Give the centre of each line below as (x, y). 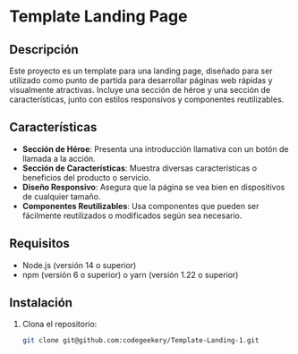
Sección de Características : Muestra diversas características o (140, 168)
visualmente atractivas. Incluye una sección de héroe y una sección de (140, 90)
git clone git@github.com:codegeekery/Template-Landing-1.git (140, 341)
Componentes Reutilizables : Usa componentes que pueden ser (140, 206)
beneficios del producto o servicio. (86, 177)
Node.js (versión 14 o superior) (79, 265)
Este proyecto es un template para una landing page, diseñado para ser (141, 71)
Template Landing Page (98, 17)
